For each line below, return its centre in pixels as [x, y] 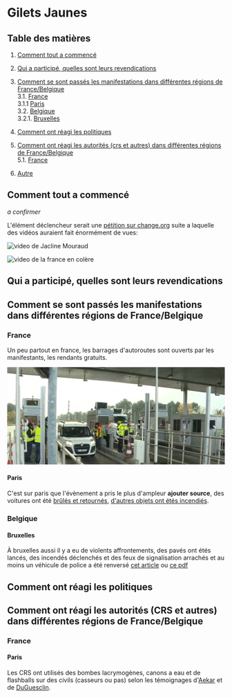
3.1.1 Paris [31, 104]
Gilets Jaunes [47, 13]
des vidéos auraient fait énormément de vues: [72, 232]
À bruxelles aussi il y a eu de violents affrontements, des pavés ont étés [109, 551]
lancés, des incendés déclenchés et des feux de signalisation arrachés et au [116, 558]
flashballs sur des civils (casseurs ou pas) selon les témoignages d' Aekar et [115, 680]
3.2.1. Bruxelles [38, 118]
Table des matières [49, 38]
